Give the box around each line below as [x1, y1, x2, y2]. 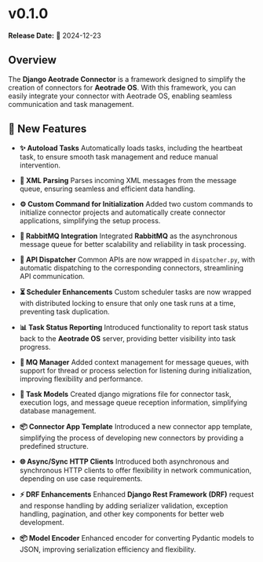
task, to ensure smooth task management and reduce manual [19, 152, 218, 161]
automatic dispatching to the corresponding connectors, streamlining [19, 263, 244, 272]
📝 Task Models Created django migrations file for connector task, [19, 389, 232, 399]
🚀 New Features [8, 123, 87, 136]
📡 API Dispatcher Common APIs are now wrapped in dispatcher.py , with [19, 255, 255, 264]
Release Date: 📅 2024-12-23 [8, 31, 102, 40]
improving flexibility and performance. [19, 374, 144, 384]
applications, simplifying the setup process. [19, 215, 161, 225]
